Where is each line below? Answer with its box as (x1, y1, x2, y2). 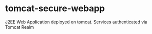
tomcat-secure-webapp (5, 3, 105, 14)
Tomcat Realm (5, 24, 34, 30)
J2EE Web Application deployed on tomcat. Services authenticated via (5, 19, 148, 25)
